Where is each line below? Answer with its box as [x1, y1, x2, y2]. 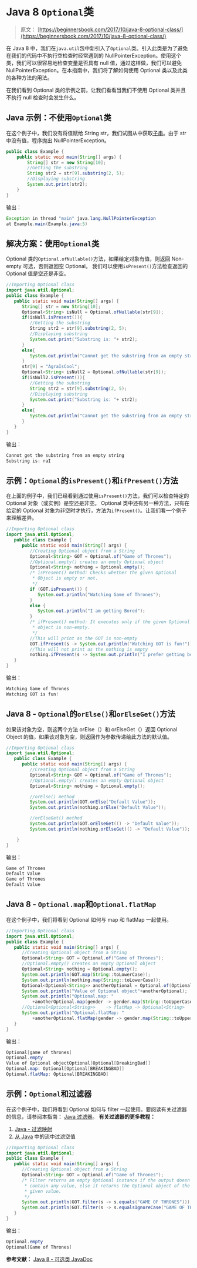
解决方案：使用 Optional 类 [6, 239, 100, 249]
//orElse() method [29, 794, 75, 799]
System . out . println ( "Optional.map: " [21, 993, 114, 999]
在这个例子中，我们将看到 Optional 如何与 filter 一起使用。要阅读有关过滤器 [6, 1106, 187, 1113]
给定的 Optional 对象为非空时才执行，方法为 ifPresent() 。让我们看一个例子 [6, 507, 186, 514]
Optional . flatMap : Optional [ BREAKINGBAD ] [6, 1071, 109, 1077]
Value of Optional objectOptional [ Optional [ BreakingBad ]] [6, 1060, 151, 1066]
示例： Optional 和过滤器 [6, 1089, 92, 1099]
